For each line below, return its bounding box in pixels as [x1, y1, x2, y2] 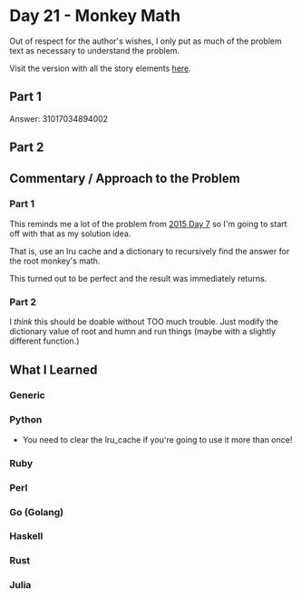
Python [9, 414, 43, 426]
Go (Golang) [9, 505, 64, 518]
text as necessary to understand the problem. [9, 45, 180, 55]
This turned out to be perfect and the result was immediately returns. [9, 273, 267, 284]
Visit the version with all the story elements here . [9, 63, 192, 74]
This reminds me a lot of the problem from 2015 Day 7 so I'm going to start [9, 218, 287, 229]
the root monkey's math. [9, 255, 101, 266]
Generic [9, 389, 45, 402]
